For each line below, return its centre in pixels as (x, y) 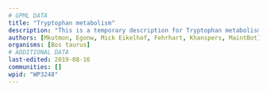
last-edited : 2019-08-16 (49, 60)
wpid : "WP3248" (33, 74)
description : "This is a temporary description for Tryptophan (115, 30)
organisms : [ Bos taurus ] (49, 45)
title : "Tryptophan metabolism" (62, 23)
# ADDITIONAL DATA (39, 52)
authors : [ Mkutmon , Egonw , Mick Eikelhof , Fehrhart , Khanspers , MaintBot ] (135, 38)
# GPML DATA (28, 15)
